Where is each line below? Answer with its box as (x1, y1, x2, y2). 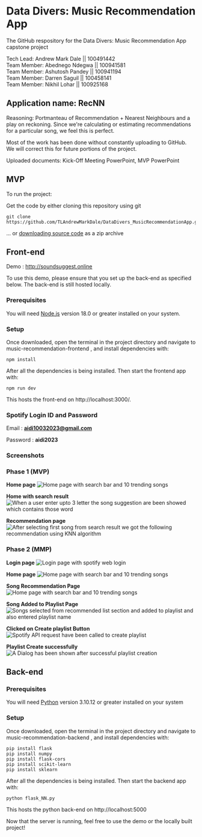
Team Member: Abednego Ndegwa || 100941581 (6, 62, 126, 69)
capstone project (6, 43, 49, 51)
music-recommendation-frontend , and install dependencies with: (6, 345, 170, 352)
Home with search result (6, 493, 69, 500)
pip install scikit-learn (6, 761, 71, 767)
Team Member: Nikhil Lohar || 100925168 (6, 80, 108, 88)
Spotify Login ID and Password (6, 411, 98, 419)
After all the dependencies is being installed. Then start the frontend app (6, 367, 186, 374)
